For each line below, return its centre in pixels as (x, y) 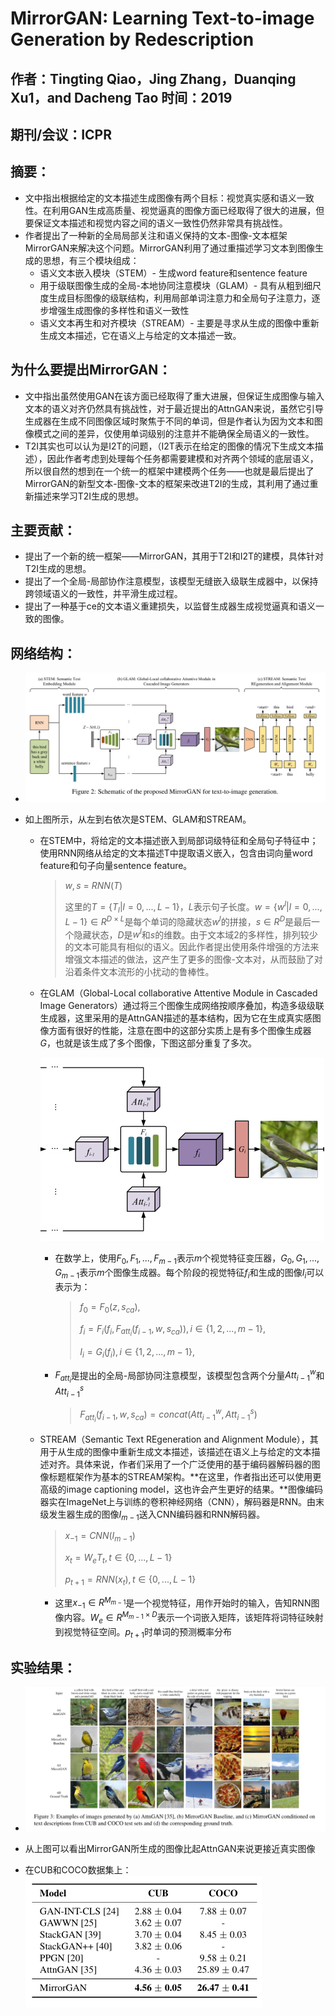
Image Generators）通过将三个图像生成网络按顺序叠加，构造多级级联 (182, 1006)
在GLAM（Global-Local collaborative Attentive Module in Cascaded (178, 993)
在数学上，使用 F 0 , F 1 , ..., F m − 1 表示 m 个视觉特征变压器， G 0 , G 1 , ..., (187, 1259)
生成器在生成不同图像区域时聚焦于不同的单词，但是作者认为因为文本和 (169, 421)
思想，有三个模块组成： (91, 260)
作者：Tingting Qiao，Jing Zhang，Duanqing (153, 78)
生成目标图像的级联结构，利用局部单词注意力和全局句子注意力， (180, 298)
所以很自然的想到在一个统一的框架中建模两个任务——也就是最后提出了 (169, 471)
